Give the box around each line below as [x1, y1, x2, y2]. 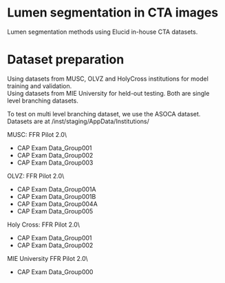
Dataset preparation [7, 52, 125, 67]
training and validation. [7, 81, 72, 90]
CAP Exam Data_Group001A [17, 185, 96, 193]
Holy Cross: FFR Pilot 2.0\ [7, 220, 81, 229]
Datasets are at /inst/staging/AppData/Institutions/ [7, 117, 149, 125]
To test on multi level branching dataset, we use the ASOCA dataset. [7, 109, 201, 118]
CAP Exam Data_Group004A [17, 200, 98, 208]
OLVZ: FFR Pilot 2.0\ [7, 171, 65, 180]
